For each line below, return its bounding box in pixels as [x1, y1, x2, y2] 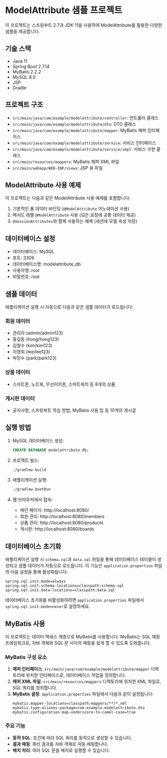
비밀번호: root [12, 274, 40, 280]
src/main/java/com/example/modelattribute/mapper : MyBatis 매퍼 [12, 127, 146, 133]
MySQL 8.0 [12, 74, 36, 80]
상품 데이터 [5, 369, 30, 376]
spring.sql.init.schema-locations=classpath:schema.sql [5, 583, 124, 589]
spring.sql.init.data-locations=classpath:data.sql [5, 588, 115, 593]
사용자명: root [12, 268, 40, 274]
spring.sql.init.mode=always [5, 579, 66, 584]
